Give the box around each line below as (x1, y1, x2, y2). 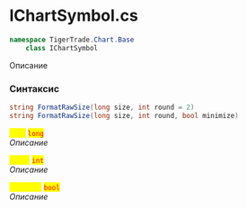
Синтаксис (9, 82, 60, 95)
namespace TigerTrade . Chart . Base (9, 35, 135, 44)
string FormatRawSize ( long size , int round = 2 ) (9, 103, 195, 112)
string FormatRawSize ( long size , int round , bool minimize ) (9, 111, 240, 120)
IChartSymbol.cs (9, 5, 139, 26)
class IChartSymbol (25, 43, 99, 52)
